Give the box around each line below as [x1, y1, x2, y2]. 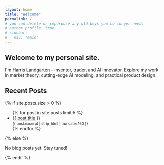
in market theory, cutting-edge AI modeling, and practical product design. [5, 72, 157, 78]
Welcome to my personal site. [5, 53, 100, 62]
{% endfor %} [12, 125, 41, 131]
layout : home [5, 7, 32, 12]
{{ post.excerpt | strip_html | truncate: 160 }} [12, 121, 88, 126]
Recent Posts [5, 87, 47, 95]
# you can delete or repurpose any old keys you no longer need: [5, 21, 144, 26]
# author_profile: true [5, 26, 55, 31]
